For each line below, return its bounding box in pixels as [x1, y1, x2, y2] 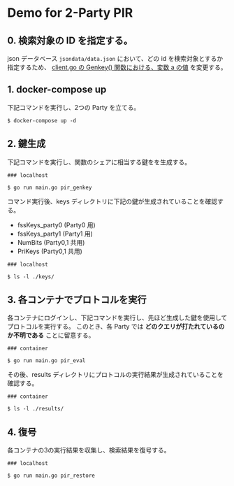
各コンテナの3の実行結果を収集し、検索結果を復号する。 [7, 446, 170, 455]
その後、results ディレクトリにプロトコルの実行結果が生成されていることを [7, 371, 224, 379]
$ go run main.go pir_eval [7, 357, 86, 364]
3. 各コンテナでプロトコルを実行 [7, 294, 147, 306]
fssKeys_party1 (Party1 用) [17, 229, 93, 238]
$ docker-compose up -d [7, 117, 77, 124]
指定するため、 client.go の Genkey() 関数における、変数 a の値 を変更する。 [7, 63, 227, 71]
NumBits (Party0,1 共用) [17, 238, 85, 246]
